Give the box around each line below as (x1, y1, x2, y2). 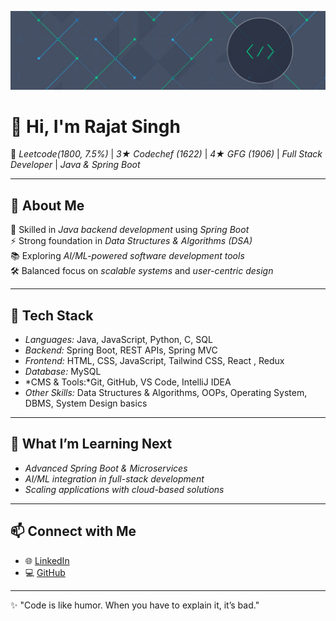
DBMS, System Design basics (24, 397, 148, 410)
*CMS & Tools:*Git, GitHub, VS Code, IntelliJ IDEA (24, 376, 232, 388)
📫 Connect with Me (10, 523, 137, 540)
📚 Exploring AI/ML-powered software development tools (10, 250, 245, 262)
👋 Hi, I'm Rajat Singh (10, 115, 181, 138)
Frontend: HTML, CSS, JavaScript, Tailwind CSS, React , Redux (24, 355, 285, 367)
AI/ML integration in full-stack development (24, 472, 205, 485)
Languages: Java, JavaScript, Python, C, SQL (24, 334, 213, 346)
